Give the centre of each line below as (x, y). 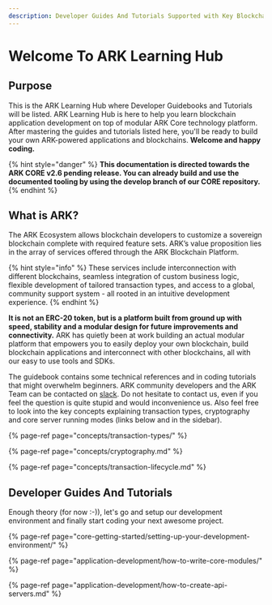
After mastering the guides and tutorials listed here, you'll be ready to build (133, 131)
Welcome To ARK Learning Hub (116, 56)
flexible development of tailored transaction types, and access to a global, (132, 285)
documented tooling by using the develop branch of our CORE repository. (134, 181)
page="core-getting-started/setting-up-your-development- (151, 537)
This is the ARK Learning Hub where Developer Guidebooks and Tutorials (130, 105)
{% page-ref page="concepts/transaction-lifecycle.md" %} (107, 467)
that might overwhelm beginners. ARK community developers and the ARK (132, 385)
